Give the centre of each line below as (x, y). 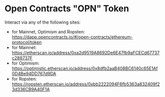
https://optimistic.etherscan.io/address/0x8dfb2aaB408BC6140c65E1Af (85, 68)
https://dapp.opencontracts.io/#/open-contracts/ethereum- (72, 37)
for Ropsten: (24, 79)
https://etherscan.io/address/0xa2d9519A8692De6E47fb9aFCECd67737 (85, 53)
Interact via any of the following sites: (43, 22)
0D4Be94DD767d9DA (34, 73)
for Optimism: (26, 63)
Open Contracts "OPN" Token (67, 9)
